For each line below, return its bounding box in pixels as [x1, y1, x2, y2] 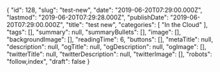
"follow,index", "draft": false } [6, 57, 90, 65]
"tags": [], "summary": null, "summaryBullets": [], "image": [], [6, 28, 181, 36]
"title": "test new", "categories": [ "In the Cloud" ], [65, 21, 208, 28]
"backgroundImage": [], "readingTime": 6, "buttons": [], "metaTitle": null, [6, 35, 213, 44]
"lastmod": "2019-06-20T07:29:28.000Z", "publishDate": [6, 13, 169, 21]
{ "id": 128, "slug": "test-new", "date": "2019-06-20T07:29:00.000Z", [6, 6, 203, 14]
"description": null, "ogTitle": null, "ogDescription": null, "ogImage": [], [6, 43, 207, 51]
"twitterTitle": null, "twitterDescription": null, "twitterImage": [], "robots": [6, 50, 212, 58]
